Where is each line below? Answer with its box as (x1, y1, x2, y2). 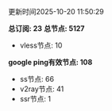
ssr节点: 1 (19, 94, 52, 103)
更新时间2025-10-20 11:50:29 (8, 7, 105, 16)
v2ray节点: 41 (19, 84, 64, 94)
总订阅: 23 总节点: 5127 (8, 24, 85, 33)
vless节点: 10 (19, 40, 63, 50)
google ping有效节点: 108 (8, 58, 93, 67)
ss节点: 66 (19, 75, 54, 83)
